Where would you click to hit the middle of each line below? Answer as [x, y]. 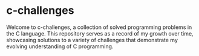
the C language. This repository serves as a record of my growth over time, [100, 33]
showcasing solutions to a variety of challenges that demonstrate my [92, 40]
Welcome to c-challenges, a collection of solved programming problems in [99, 27]
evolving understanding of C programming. [60, 46]
